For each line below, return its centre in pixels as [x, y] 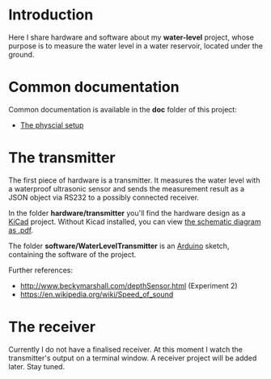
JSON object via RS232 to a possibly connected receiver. [104, 197]
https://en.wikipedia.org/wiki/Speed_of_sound [97, 294]
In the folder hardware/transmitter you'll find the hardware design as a [127, 213]
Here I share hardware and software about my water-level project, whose [131, 37]
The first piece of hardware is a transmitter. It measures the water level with [134, 180]
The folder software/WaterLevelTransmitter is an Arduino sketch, [119, 246]
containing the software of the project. [72, 254]
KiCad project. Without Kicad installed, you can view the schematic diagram [135, 221]
